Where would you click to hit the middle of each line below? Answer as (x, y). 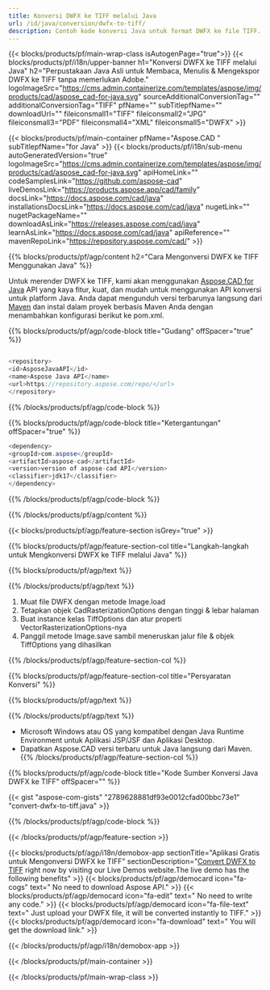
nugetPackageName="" (48, 216)
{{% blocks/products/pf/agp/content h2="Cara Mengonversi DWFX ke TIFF (134, 257)
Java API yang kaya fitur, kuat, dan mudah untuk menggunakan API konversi (135, 290)
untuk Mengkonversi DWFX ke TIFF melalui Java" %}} (98, 555)
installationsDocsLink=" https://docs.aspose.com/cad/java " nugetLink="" (129, 207)
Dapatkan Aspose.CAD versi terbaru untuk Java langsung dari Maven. (136, 749)
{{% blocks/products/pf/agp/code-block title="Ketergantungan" (115, 423)
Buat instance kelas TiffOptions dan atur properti (101, 619)
